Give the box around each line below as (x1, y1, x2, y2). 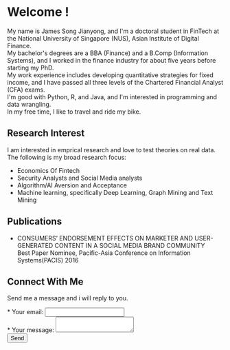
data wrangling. (7, 100, 51, 108)
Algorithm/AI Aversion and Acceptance (16, 181, 127, 189)
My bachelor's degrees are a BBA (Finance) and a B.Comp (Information (7, 49, 209, 57)
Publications (7, 216, 62, 227)
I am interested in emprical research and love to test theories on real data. (7, 145, 216, 154)
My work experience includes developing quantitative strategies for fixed (7, 70, 214, 79)
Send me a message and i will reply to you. (7, 294, 128, 302)
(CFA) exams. (7, 85, 46, 94)
